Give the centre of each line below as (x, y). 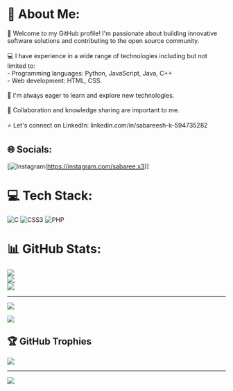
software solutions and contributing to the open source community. (103, 40)
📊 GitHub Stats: (54, 249)
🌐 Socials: (30, 149)
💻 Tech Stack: (50, 195)
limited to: (21, 66)
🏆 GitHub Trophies (50, 341)
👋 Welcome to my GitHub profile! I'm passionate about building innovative (112, 33)
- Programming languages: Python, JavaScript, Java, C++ (90, 73)
